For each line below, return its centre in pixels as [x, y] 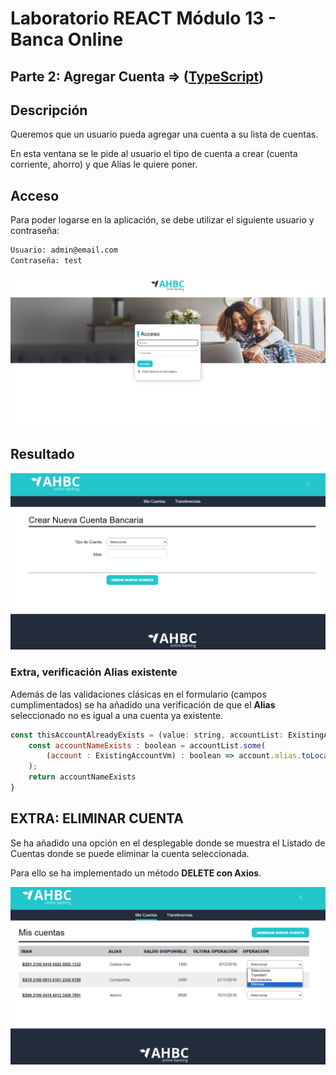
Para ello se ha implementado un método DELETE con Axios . [136, 873]
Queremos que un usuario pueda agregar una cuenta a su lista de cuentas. [164, 134]
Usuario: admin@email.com [64, 250]
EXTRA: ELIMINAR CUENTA [97, 818]
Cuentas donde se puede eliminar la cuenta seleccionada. [130, 853]
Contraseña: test [46, 261]
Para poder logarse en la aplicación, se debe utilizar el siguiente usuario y [162, 220]
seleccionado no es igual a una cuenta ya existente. [117, 715]
